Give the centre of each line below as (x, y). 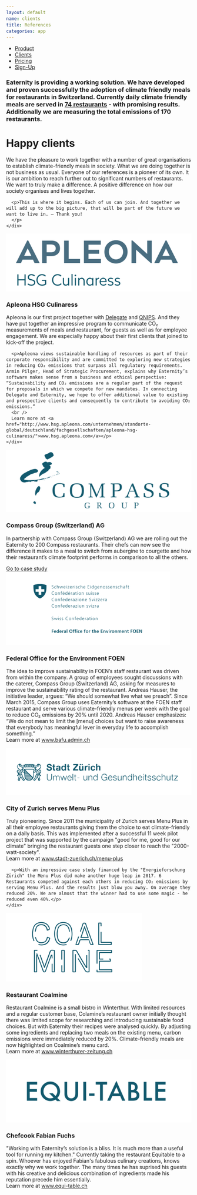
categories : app (26, 31)
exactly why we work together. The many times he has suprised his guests (96, 1167)
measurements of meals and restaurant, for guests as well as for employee (97, 330)
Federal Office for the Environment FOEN (66, 658)
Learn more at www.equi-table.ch (47, 1186)
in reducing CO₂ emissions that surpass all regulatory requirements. (94, 365)
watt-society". (23, 852)
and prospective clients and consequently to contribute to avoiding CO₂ (98, 401)
